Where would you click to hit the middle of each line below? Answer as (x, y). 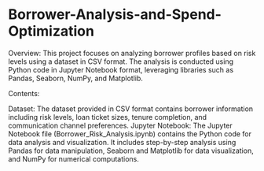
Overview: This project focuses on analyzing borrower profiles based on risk (132, 53)
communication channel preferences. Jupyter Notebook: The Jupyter (121, 125)
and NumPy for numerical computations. (74, 158)
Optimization (51, 31)
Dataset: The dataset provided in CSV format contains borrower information (131, 109)
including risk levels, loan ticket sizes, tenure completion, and (107, 117)
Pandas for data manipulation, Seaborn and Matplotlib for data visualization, (131, 151)
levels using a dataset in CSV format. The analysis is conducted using (121, 61)
